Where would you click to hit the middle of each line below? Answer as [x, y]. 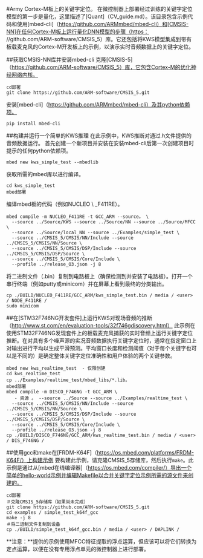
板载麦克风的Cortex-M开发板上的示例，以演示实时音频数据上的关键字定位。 [100, 47]
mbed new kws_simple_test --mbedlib [52, 162]
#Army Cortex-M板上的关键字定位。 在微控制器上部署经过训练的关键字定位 [99, 9]
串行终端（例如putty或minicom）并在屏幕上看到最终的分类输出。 [87, 284]
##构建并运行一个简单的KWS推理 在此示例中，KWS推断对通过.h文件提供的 [99, 136]
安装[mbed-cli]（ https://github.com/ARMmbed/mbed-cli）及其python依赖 [98, 104]
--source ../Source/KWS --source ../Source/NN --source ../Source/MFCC [104, 222]
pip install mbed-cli [34, 123]
